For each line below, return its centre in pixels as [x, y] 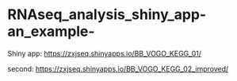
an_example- [52, 31]
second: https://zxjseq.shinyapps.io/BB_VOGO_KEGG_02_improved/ [118, 68]
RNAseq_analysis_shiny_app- [107, 15]
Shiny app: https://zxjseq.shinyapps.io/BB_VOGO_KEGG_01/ [105, 53]
